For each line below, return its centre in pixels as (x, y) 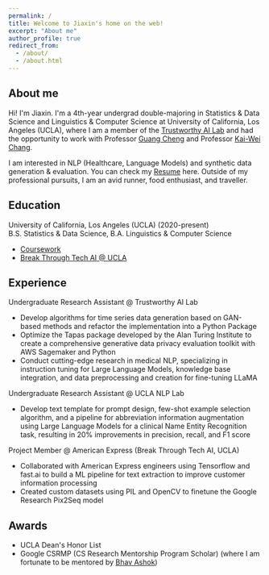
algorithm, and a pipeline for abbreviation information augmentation (132, 418)
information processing (59, 483)
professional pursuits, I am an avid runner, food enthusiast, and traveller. (128, 180)
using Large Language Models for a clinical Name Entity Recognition (133, 426)
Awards (28, 525)
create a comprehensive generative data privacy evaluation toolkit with (137, 344)
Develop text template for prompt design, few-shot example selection (135, 409)
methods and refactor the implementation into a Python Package (150, 327)
